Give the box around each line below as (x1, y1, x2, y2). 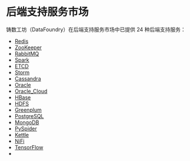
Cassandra (14, 75, 41, 82)
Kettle (14, 131, 29, 138)
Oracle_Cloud (14, 88, 48, 95)
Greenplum (14, 106, 42, 113)
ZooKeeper (14, 43, 42, 51)
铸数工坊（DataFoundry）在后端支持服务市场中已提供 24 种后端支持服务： (6, 26, 186, 33)
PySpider (14, 125, 37, 132)
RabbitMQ (14, 50, 39, 57)
